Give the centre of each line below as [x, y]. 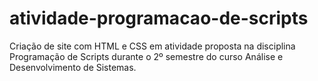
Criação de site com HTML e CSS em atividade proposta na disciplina [152, 46]
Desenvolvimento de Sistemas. [73, 67]
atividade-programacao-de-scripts [159, 18]
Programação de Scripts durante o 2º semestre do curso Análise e [146, 56]
